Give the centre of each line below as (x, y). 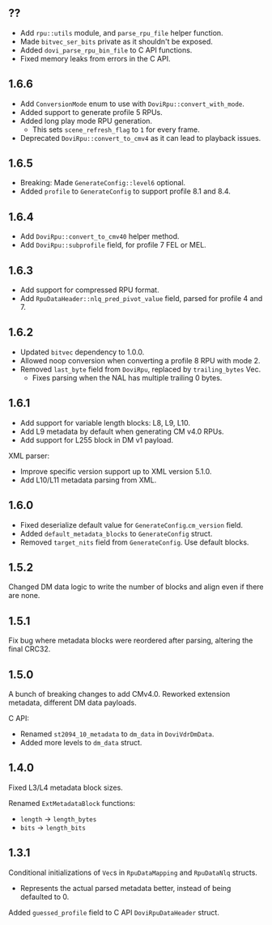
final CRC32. (30, 649)
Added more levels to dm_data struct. (81, 742)
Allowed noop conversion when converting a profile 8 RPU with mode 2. (140, 360)
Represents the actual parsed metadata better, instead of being (125, 888)
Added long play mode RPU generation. (86, 121)
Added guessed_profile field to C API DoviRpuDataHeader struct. (114, 912)
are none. (24, 596)
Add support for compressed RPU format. (89, 290)
